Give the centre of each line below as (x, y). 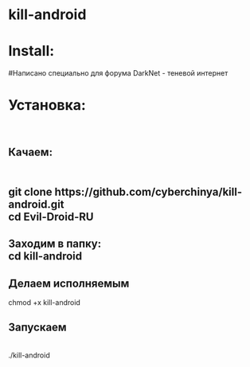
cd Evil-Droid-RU (51, 217)
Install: (31, 51)
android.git (37, 204)
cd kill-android (45, 256)
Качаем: (31, 152)
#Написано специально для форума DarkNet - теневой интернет (118, 73)
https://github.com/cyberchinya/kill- (148, 191)
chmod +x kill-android (45, 303)
